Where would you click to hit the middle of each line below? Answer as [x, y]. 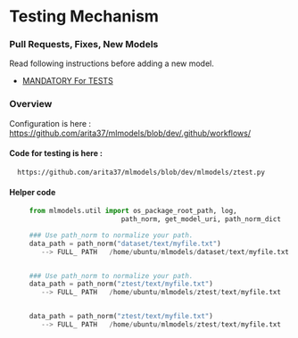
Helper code [33, 192]
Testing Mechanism [84, 16]
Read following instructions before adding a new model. [112, 63]
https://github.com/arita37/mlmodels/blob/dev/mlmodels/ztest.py [141, 172]
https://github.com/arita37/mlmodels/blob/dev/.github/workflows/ [130, 133]
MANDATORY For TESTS [67, 81]
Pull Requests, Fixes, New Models [84, 45]
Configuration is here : [50, 123]
